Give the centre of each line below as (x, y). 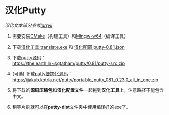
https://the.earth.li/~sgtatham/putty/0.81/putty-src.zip (68, 63)
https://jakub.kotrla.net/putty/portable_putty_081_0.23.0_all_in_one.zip (85, 80)
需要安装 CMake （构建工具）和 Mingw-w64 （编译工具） (70, 36)
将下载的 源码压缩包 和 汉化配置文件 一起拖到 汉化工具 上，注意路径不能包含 (88, 90)
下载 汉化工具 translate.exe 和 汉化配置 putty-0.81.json (68, 47)
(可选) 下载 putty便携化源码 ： (42, 73)
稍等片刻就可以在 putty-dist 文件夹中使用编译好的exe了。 (71, 107)
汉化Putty (25, 10)
